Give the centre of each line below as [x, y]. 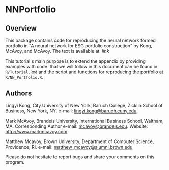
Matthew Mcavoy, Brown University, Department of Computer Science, [80, 141]
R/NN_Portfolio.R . [24, 77]
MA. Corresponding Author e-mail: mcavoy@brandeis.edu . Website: [77, 126]
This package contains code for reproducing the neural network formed [81, 40]
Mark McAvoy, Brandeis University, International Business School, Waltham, [84, 121]
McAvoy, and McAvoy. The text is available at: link [57, 51]
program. [15, 162]
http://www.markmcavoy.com [36, 131]
